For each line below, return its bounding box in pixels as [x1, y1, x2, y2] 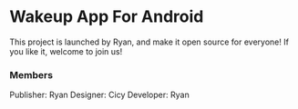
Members [9, 68, 53, 81]
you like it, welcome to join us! [9, 45, 123, 56]
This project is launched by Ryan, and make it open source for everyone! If [9, 36, 290, 47]
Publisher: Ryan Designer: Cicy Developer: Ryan [9, 89, 190, 101]
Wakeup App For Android [9, 6, 204, 27]
